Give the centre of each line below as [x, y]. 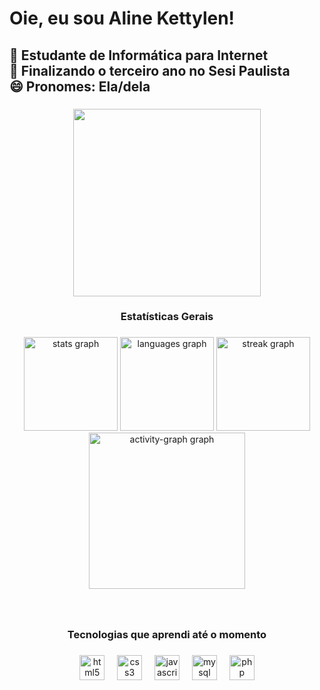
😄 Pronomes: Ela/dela [80, 86]
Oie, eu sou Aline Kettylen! [122, 18]
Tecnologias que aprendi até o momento [167, 635]
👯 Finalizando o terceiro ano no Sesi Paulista [150, 70]
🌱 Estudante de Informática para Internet [139, 55]
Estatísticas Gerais [167, 317]
